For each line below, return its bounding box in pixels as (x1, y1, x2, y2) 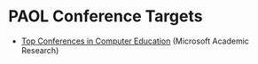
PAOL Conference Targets (8, 6, 203, 27)
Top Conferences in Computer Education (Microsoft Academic (20, 36, 250, 46)
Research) (20, 44, 59, 55)
